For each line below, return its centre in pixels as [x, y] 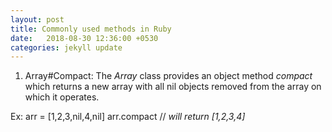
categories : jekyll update [66, 47]
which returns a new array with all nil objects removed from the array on [173, 87]
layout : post [37, 19]
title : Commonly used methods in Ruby [91, 29]
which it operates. [62, 97]
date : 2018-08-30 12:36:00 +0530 [84, 38]
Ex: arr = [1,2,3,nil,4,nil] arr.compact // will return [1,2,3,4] [128, 117]
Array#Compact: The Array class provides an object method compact [168, 76]
